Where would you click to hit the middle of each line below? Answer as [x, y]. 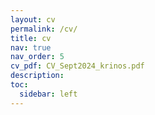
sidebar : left [48, 94]
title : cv [31, 38]
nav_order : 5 [37, 57]
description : [37, 76]
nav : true [31, 47]
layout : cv [33, 19]
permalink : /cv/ [44, 29]
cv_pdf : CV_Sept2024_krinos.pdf [77, 66]
